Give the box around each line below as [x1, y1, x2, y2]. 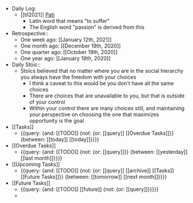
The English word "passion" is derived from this [29, 23, 145, 31]
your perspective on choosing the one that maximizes [29, 111, 160, 118]
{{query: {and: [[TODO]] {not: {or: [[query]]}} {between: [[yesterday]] [20, 148, 188, 155]
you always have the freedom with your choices [20, 73, 137, 80]
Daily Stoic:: [11, 61, 41, 68]
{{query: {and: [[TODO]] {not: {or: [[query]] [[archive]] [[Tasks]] [20, 167, 174, 174]
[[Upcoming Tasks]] [11, 161, 60, 168]
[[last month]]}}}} [20, 155, 63, 161]
